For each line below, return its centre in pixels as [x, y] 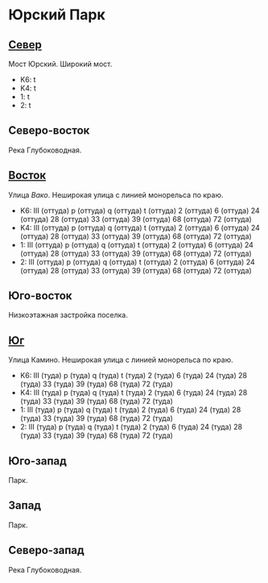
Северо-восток [49, 131]
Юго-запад [37, 461]
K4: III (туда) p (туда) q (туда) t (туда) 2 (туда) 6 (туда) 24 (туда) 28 [134, 393]
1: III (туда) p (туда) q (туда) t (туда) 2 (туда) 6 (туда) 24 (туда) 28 [130, 410]
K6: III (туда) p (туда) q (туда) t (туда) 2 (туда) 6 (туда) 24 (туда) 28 [134, 376]
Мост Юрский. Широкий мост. [60, 64]
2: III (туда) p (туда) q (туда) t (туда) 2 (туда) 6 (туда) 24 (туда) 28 [131, 427]
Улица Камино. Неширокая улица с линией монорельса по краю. [121, 360]
